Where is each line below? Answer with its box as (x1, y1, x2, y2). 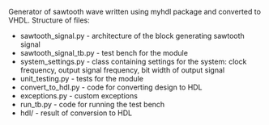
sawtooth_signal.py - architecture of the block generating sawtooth (19, 31, 245, 40)
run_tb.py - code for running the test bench (19, 100, 165, 109)
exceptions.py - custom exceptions (19, 91, 138, 100)
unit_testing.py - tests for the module (19, 74, 144, 83)
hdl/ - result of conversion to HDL (19, 108, 132, 118)
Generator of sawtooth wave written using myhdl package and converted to (8, 7, 262, 16)
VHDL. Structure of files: (8, 15, 91, 25)
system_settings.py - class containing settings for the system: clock (19, 56, 247, 66)
